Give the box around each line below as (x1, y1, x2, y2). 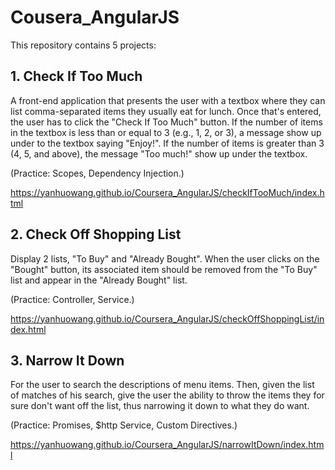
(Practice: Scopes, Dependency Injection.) (10, 167, 185, 179)
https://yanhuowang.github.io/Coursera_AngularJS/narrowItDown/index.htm (10, 439, 325, 451)
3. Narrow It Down (10, 352, 125, 369)
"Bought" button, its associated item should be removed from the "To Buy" (10, 263, 318, 275)
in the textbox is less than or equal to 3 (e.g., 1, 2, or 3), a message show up (10, 126, 322, 138)
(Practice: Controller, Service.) (10, 293, 135, 305)
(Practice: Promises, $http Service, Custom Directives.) (10, 419, 238, 431)
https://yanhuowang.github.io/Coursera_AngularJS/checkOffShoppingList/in (10, 312, 325, 325)
